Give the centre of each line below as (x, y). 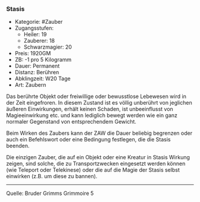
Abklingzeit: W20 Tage (43, 78)
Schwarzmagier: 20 (48, 47)
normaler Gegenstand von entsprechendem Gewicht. (71, 122)
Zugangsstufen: (34, 28)
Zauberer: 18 (39, 41)
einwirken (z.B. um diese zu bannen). (52, 176)
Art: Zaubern (30, 85)
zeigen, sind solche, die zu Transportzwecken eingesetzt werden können (96, 164)
